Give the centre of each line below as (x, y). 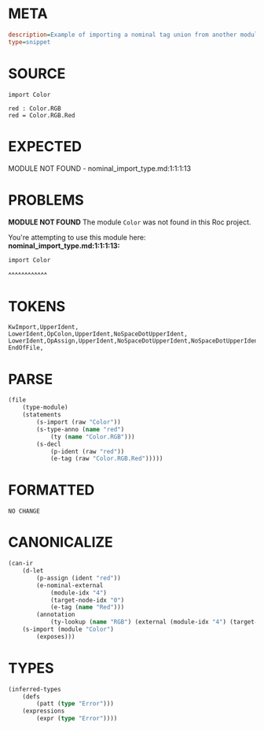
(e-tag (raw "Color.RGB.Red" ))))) (106, 459)
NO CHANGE (24, 511)
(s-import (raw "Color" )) (79, 422)
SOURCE (37, 74)
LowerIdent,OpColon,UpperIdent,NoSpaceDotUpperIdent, (98, 334)
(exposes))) (56, 636)
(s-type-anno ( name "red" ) (81, 429)
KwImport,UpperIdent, (44, 328)
